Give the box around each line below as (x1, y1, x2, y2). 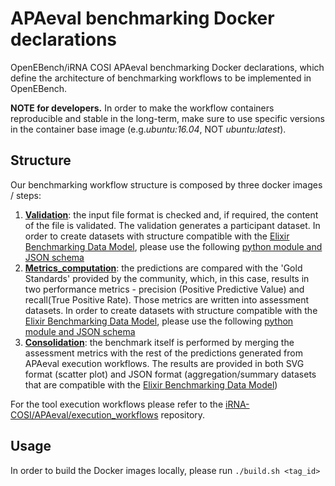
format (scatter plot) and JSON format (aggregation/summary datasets (24, 368, 317, 380)
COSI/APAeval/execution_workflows (10, 408, 159, 421)
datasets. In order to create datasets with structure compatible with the (24, 304, 318, 316)
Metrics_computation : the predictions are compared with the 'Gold (24, 262, 303, 274)
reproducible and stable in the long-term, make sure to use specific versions (10, 112, 325, 124)
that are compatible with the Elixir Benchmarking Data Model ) (24, 378, 278, 391)
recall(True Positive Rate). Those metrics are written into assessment (24, 293, 310, 306)
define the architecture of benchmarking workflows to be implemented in (10, 72, 312, 84)
